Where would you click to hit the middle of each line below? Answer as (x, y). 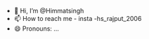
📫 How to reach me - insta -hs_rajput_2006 (78, 18)
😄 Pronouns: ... (37, 29)
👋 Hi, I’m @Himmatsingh (49, 11)
